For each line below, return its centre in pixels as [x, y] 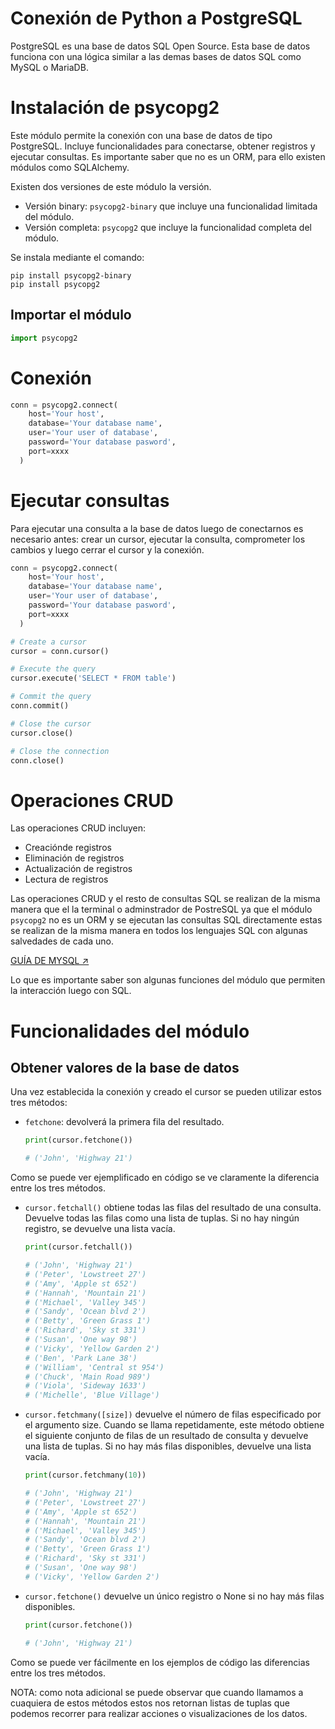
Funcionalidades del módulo [130, 1031]
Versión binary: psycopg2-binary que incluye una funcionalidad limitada [171, 206]
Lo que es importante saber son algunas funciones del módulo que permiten [168, 980]
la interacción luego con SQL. [71, 991]
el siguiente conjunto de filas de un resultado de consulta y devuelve [166, 1436]
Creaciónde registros [68, 848]
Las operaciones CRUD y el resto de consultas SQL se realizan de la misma [165, 899]
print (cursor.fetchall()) [78, 1247]
